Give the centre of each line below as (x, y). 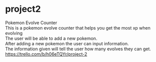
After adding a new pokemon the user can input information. (67, 43)
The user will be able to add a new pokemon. (51, 38)
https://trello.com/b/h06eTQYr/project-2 (46, 54)
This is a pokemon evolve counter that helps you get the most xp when (78, 28)
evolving (14, 33)
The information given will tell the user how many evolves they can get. (78, 49)
